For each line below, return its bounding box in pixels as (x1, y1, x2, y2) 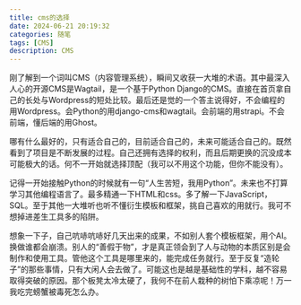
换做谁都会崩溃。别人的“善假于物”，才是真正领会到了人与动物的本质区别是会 (9, 241, 291, 252)
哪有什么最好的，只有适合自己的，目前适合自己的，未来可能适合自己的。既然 (9, 136, 292, 147)
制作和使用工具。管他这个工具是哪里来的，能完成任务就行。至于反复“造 (9, 253, 272, 264)
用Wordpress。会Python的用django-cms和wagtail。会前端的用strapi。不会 (9, 106, 285, 117)
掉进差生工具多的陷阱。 (16, 212, 104, 222)
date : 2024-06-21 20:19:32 (9, 22, 110, 30)
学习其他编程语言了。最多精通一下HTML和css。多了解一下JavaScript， (9, 189, 273, 200)
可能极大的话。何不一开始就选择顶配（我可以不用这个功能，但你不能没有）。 (9, 159, 288, 170)
